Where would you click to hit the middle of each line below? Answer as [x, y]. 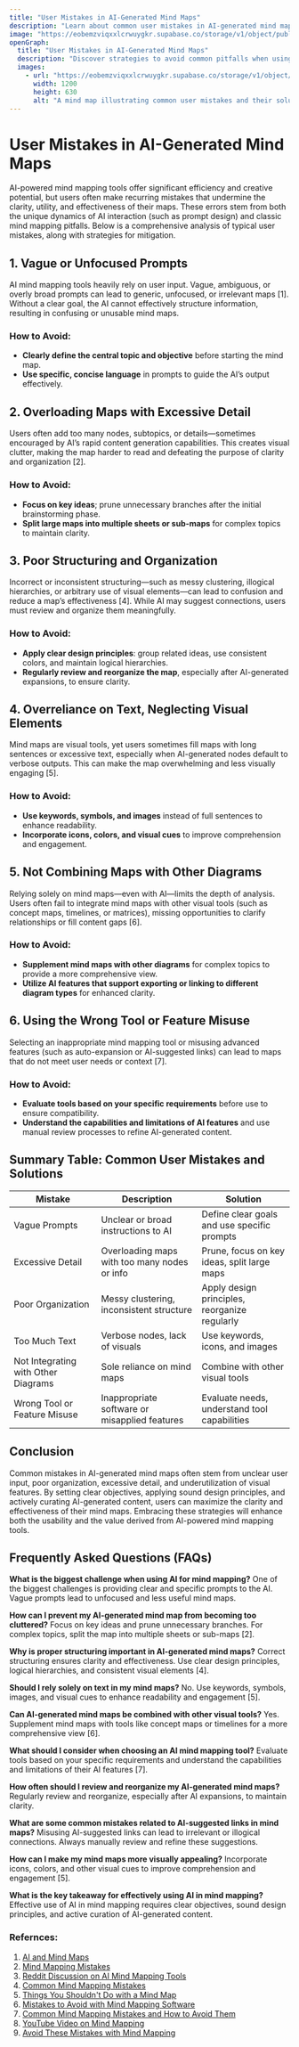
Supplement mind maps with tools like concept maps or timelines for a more [148, 1724]
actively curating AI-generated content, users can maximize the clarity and [146, 1501]
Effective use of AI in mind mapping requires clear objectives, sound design [148, 1905]
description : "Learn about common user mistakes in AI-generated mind [143, 26]
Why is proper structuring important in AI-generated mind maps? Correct [147, 1651]
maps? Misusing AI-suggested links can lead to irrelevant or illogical [135, 1832]
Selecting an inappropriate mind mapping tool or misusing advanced [134, 1042]
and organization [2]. [48, 462]
